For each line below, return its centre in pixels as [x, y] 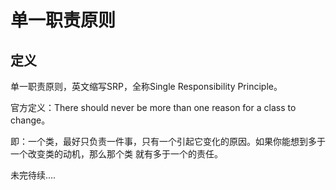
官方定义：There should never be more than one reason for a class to [153, 107]
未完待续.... [33, 175]
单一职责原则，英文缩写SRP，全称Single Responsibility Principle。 [146, 86]
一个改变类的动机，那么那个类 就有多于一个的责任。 [116, 154]
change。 [30, 120]
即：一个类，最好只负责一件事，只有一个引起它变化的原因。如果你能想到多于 [168, 141]
